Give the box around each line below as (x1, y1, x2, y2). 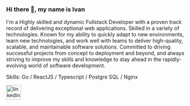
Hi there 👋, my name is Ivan (6, 5, 85, 13)
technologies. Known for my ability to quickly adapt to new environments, (6, 31, 184, 38)
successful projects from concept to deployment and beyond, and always (6, 50, 185, 57)
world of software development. (28, 62, 106, 69)
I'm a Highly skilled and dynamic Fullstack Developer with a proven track (6, 19, 182, 26)
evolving (6, 62, 27, 69)
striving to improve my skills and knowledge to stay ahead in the (6, 56, 162, 63)
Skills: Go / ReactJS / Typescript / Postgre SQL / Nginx (6, 73, 138, 81)
